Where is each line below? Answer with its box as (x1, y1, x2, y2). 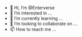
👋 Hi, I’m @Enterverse (9, 5, 55, 10)
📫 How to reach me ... (9, 26, 56, 32)
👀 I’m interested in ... (9, 10, 52, 16)
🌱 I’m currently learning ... (9, 15, 63, 21)
